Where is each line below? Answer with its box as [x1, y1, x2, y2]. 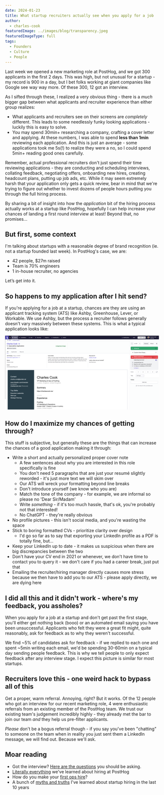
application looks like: [5, 326, 49, 332]
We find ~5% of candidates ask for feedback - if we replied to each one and [5, 640, 159, 645]
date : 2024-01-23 [5, 8, 41, 13]
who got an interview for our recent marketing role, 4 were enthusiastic [5, 700, 148, 706]
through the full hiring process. [5, 191, 67, 197]
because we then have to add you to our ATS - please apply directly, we [12, 574, 157, 581]
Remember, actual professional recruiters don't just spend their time [5, 159, 142, 165]
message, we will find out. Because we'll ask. [5, 736, 96, 742]
